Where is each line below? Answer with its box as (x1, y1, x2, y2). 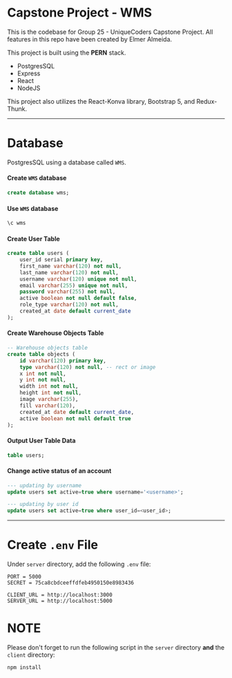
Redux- (196, 97, 217, 105)
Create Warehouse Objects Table (7, 329, 104, 337)
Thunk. (7, 104, 28, 113)
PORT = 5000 (7, 574, 41, 581)
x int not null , (19, 370, 67, 377)
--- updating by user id (7, 501, 79, 508)
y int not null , (19, 377, 67, 384)
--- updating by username (7, 482, 81, 489)
